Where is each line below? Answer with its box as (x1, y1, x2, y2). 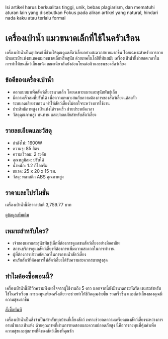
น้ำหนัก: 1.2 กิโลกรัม (12, 162, 48, 168)
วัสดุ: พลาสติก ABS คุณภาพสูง (12, 173, 64, 180)
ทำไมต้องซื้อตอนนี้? (5, 272, 54, 280)
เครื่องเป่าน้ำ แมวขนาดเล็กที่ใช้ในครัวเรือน (5, 33, 140, 44)
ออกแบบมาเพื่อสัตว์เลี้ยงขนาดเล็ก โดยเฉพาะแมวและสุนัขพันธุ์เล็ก (12, 89, 117, 95)
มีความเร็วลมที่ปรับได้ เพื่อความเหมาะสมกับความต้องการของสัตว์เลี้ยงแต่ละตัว (12, 94, 137, 100)
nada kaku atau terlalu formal (5, 15, 66, 21)
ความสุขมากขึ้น (5, 296, 30, 302)
